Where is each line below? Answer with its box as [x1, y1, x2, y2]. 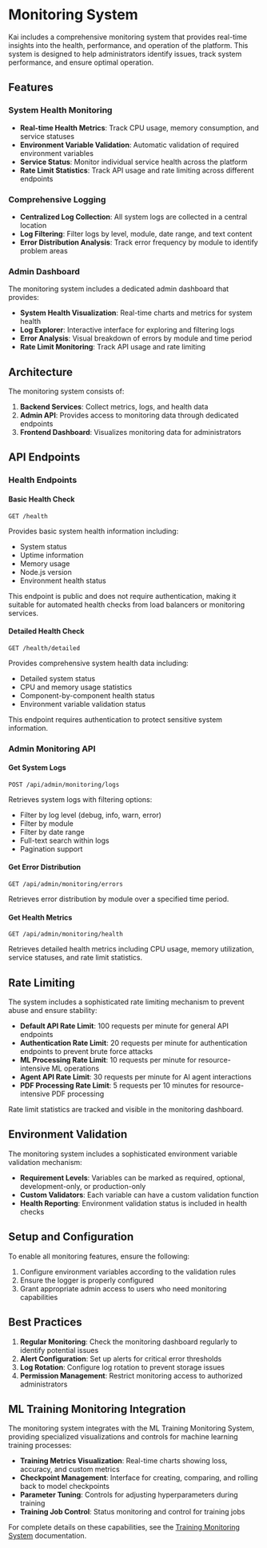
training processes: [8, 1441, 72, 1450]
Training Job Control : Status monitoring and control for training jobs [19, 1507, 245, 1517]
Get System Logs [8, 763, 66, 772]
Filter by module [19, 818, 74, 828]
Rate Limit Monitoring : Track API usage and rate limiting [19, 342, 206, 352]
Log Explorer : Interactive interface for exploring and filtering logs [19, 325, 235, 335]
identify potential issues [19, 1345, 99, 1354]
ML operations [51, 1063, 100, 1073]
